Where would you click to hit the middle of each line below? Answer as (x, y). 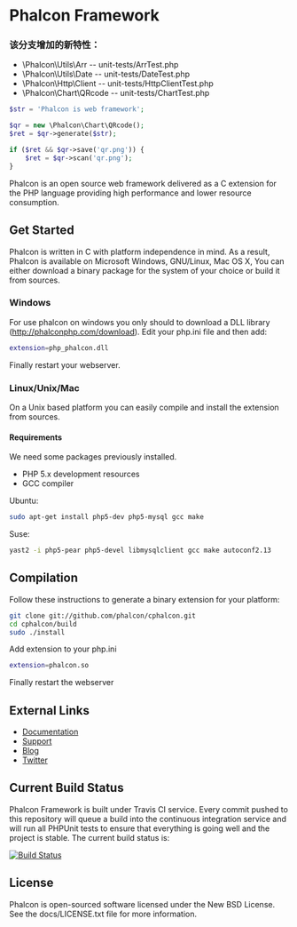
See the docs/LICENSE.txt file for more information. (103, 914)
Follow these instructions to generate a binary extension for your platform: (145, 599)
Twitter (35, 760)
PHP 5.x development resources (81, 474)
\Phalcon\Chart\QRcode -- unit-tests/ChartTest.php (116, 93)
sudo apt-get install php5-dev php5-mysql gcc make (106, 517)
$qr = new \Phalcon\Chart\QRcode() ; (77, 125)
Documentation (50, 732)
